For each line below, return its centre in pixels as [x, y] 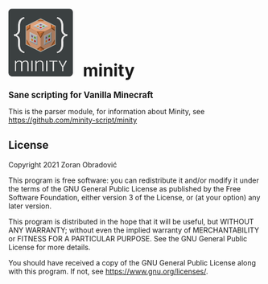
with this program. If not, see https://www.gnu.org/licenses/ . [108, 271]
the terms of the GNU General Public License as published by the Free [125, 188]
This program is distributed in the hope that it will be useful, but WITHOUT [131, 221]
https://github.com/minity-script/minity [73, 120]
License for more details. [49, 247]
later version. [30, 206]
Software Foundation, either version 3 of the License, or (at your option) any [134, 197]
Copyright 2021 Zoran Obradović [63, 164]
